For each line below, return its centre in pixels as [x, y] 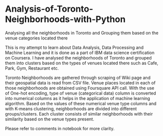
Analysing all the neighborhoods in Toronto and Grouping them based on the [82, 33]
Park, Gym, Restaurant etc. [32, 68]
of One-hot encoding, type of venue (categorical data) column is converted [81, 93]
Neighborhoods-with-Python [65, 19]
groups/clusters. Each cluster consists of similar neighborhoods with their [79, 114]
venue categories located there [36, 38]
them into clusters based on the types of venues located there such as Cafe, [82, 63]
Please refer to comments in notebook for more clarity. [60, 128]
